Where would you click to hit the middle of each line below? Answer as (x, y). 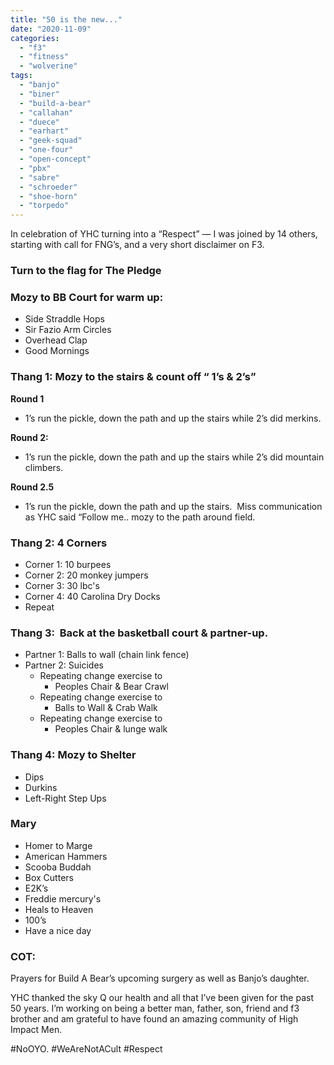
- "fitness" (44, 57)
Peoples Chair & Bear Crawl (111, 687)
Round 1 (27, 398)
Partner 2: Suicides (64, 665)
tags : (21, 76)
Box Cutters (49, 877)
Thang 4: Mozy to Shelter (73, 755)
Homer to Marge (58, 845)
